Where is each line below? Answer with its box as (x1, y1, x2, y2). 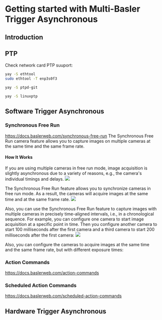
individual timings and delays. (5, 176, 64, 182)
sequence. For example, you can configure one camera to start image (5, 216, 144, 222)
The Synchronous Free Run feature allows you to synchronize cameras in (5, 185, 151, 191)
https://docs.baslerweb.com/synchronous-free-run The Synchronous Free (5, 133, 154, 139)
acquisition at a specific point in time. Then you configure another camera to (5, 221, 157, 227)
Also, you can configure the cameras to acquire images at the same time (5, 241, 150, 247)
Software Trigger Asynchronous (5, 107, 104, 116)
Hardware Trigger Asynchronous (5, 307, 106, 315)
